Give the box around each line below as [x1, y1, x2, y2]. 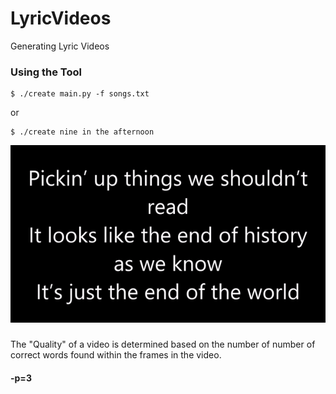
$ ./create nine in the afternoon [10, 127, 155, 137]
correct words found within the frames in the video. [10, 349, 222, 361]
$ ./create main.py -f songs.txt [10, 89, 150, 99]
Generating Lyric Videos [10, 40, 110, 52]
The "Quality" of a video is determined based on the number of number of [10, 338, 316, 351]
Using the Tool [10, 65, 82, 79]
